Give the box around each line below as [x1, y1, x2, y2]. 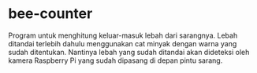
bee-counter [8, 5, 93, 23]
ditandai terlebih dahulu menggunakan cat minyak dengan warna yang [8, 38, 237, 48]
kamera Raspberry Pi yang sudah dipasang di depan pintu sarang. [8, 56, 223, 65]
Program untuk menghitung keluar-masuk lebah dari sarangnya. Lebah [8, 31, 238, 40]
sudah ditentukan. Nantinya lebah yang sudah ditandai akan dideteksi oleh [8, 47, 250, 57]
